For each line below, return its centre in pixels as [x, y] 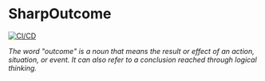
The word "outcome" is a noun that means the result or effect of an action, [132, 51]
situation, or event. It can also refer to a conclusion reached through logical [132, 60]
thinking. [23, 67]
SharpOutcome [60, 14]
